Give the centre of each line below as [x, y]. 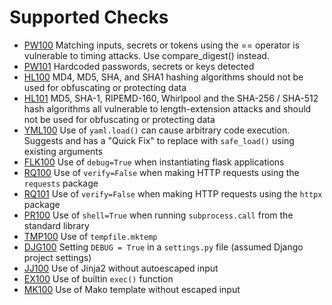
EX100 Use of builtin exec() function [98, 278]
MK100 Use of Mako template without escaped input [132, 289]
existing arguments [63, 151]
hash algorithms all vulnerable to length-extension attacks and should [167, 108]
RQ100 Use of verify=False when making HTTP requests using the [161, 172]
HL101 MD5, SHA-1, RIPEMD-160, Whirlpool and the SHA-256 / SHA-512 [171, 98]
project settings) [57, 257]
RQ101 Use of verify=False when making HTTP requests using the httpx [173, 193]
